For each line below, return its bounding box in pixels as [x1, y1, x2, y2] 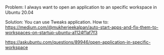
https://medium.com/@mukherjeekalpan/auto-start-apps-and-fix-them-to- [5, 24, 159, 30]
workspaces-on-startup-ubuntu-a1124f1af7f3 [5, 30, 98, 35]
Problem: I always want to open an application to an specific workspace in [5, 4, 157, 10]
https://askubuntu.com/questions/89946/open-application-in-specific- [5, 39, 151, 45]
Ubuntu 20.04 [5, 9, 34, 15]
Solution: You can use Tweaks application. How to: [5, 19, 109, 25]
